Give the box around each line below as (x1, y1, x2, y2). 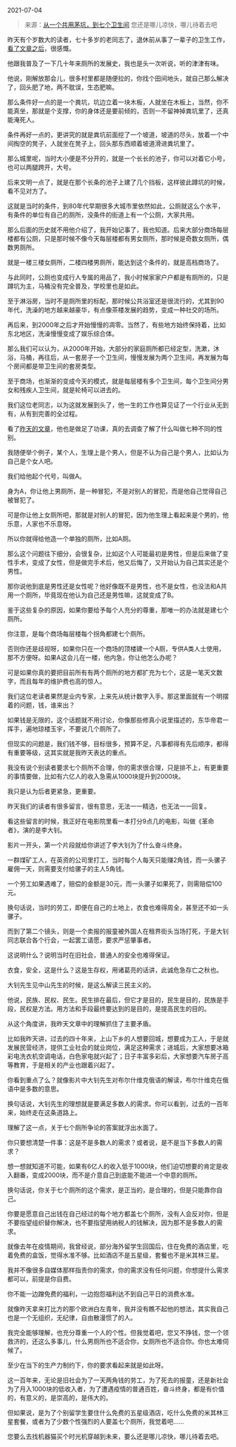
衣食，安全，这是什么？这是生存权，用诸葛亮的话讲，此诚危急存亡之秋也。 (7, 966, 223, 974)
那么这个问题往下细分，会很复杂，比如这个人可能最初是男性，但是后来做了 (7, 549, 223, 558)
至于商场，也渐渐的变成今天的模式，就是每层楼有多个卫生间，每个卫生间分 (7, 377, 223, 385)
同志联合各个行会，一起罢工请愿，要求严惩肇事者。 (7, 936, 155, 944)
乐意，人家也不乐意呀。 (7, 520, 75, 527)
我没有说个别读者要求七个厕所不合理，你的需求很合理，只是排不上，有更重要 (7, 763, 229, 772)
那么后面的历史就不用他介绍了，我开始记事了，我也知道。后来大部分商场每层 (7, 225, 229, 234)
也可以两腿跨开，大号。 (7, 163, 75, 171)
